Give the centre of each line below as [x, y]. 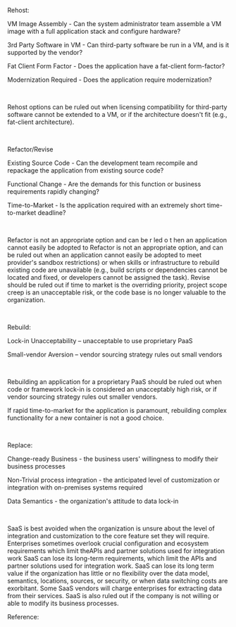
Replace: [20, 445]
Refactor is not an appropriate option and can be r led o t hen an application [117, 240]
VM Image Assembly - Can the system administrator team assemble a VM [114, 24]
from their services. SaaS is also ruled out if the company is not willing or [113, 596]
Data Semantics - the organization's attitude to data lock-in [93, 501]
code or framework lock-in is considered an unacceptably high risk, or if [112, 389]
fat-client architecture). [41, 122]
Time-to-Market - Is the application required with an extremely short [106, 205]
